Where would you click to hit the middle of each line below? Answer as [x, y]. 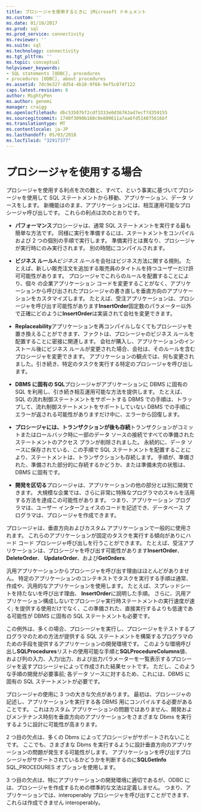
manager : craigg [26, 107]
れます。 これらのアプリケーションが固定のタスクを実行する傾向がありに [96, 535]
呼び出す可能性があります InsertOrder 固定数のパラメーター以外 [114, 306]
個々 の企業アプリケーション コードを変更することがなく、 [98, 283]
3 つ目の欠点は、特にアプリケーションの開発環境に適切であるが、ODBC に [98, 779]
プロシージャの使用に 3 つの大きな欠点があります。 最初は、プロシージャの [99, 694]
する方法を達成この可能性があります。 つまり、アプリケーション [94, 500]
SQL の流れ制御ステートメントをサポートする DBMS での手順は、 [96, 399]
